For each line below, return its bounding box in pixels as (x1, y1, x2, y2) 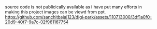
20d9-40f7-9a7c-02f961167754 (5, 19, 69, 25)
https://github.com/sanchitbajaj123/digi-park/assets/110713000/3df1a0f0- (5, 14, 152, 19)
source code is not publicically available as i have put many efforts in (5, 4, 142, 10)
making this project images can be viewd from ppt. (5, 9, 106, 15)
